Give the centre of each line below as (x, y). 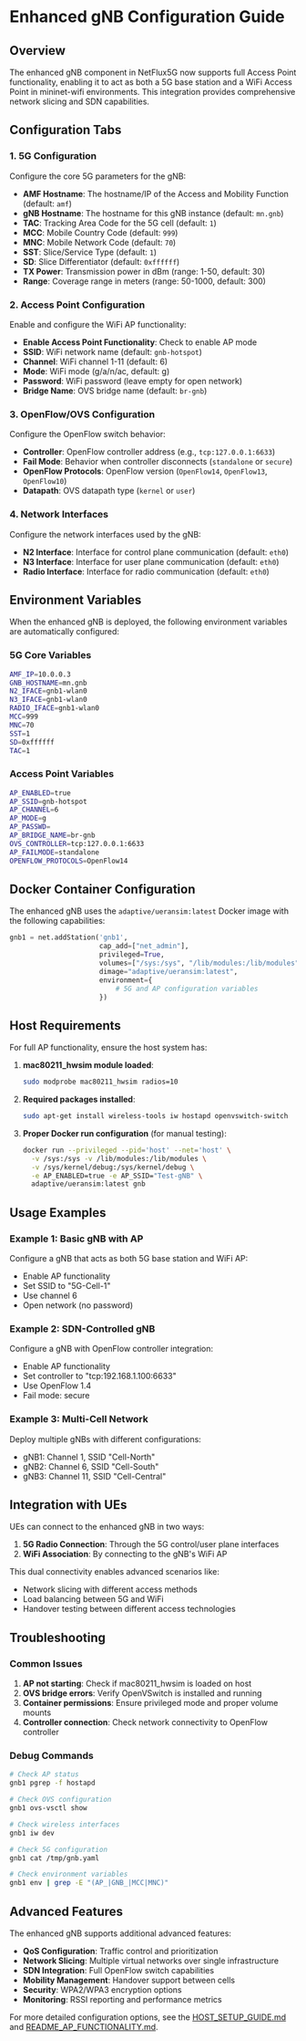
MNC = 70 (22, 725)
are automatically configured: (65, 632)
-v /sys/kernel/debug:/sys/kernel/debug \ (113, 1167)
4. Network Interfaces (59, 515)
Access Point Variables (62, 774)
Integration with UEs (68, 1505)
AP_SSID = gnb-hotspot (49, 801)
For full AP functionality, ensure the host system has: (108, 1048)
